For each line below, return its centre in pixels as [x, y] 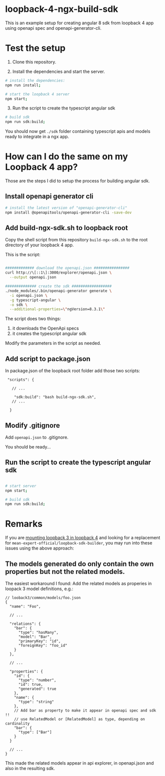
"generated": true [37, 689]
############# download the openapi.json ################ [67, 268]
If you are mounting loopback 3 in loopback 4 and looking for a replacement [83, 538]
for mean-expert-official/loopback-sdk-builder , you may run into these [79, 543]
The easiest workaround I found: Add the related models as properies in [79, 583]
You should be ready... [28, 446]
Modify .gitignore [33, 425]
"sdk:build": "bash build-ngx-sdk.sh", [55, 397]
